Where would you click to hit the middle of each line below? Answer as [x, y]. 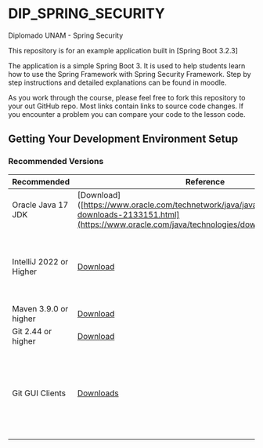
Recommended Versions [56, 162]
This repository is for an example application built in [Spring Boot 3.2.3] [123, 50]
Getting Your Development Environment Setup [123, 139]
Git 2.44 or [32, 331]
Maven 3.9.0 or [40, 308]
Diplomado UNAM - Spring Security [66, 35]
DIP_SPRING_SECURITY [87, 14]
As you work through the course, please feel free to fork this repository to [127, 97]
